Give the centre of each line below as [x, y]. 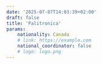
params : [16, 29]
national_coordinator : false [54, 46]
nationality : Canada [43, 35]
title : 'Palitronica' [34, 23]
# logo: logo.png [39, 52]
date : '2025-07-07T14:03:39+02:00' [52, 12]
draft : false [23, 18]
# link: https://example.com [54, 40]
